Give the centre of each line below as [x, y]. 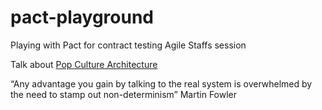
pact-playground [82, 17]
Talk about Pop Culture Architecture [84, 64]
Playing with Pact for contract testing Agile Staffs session [128, 45]
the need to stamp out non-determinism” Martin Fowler [124, 94]
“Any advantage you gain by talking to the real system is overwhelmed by [161, 83]
